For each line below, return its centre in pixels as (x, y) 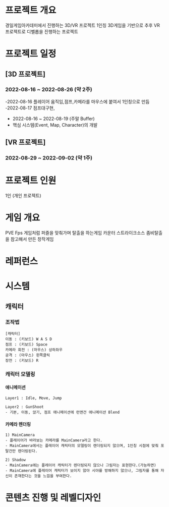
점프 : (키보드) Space (26, 345)
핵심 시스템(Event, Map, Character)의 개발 (55, 125)
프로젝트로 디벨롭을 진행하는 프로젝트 (42, 31)
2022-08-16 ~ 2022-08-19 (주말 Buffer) (53, 119)
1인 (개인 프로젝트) (23, 196)
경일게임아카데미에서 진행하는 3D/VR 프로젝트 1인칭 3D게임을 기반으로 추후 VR (83, 25)
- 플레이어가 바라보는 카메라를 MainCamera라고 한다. (54, 440)
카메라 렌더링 (18, 424)
